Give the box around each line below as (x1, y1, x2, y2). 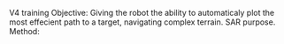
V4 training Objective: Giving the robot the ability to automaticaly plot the (9, 8, 275, 18)
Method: (9, 26, 40, 36)
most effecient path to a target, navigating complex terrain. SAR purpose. (9, 17, 276, 27)
